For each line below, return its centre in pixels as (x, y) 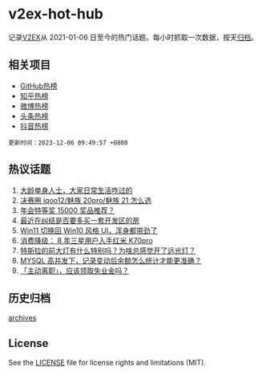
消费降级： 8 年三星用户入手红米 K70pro (87, 240)
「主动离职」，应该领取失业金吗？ (75, 271)
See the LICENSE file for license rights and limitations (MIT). (107, 363)
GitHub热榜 (38, 86)
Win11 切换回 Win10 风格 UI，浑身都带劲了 (89, 230)
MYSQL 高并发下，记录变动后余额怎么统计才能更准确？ (111, 260)
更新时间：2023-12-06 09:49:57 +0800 (68, 143)
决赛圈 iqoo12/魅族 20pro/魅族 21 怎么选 (86, 200)
